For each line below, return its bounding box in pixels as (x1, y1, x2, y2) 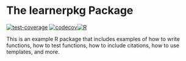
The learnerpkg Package (6, 4, 134, 18)
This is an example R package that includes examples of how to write (6, 35, 180, 42)
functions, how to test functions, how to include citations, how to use (6, 42, 180, 49)
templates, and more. (6, 48, 60, 55)
